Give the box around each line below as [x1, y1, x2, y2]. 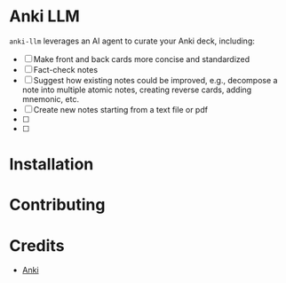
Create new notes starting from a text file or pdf [33, 104, 209, 114]
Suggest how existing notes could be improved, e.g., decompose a [33, 75, 278, 85]
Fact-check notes [33, 64, 99, 75]
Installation [9, 154, 94, 175]
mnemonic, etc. [21, 93, 80, 104]
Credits [9, 235, 65, 255]
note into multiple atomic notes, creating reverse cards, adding [21, 84, 252, 95]
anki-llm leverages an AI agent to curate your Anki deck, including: [9, 35, 256, 46]
